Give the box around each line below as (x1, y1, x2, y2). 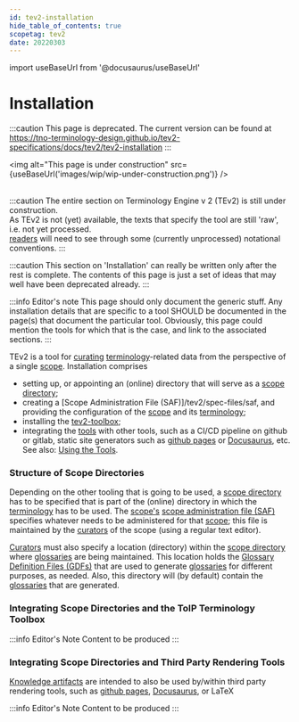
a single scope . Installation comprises (9, 361, 148, 372)
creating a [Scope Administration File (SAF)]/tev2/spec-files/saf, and (21, 398, 275, 408)
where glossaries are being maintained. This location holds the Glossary (9, 552, 275, 562)
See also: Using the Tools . (21, 445, 119, 455)
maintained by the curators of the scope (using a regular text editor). (9, 525, 262, 536)
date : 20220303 (9, 37, 66, 47)
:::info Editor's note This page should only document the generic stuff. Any (9, 296, 283, 308)
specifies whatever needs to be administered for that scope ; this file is (9, 515, 268, 526)
